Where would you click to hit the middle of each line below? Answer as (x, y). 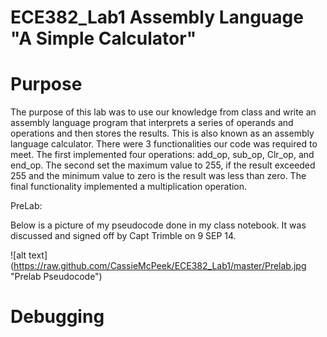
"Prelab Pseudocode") (56, 277)
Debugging (57, 317)
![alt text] (29, 255)
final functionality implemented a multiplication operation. (129, 187)
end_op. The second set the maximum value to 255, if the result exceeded (163, 165)
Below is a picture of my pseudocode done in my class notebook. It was (158, 225)
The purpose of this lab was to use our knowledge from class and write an (163, 112)
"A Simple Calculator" (103, 38)
